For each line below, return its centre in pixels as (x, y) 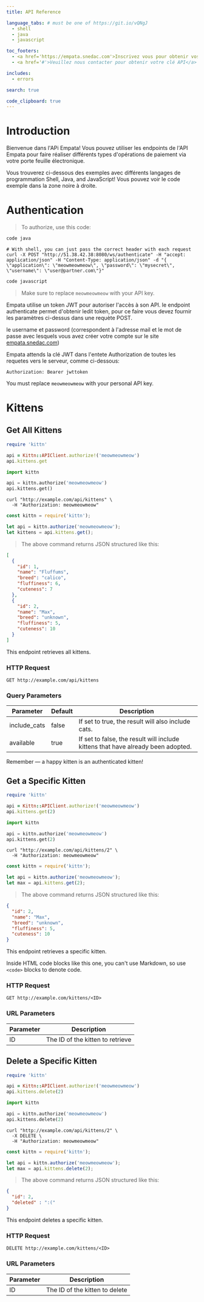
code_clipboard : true (34, 101)
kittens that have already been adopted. (135, 747)
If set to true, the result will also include (134, 722)
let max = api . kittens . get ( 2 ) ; (46, 883)
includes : (19, 73)
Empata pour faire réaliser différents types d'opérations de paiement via (96, 155)
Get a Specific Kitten (46, 781)
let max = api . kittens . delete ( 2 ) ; (50, 1169)
